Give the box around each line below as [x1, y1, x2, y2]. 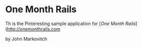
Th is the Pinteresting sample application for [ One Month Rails [5, 20, 136, 27]
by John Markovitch [5, 36, 48, 42]
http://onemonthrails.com [7, 26, 60, 32]
